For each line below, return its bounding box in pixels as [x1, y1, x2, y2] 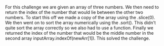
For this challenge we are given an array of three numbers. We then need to [5, 4, 159, 10]
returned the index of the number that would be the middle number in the [5, 30, 154, 36]
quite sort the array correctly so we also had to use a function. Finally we [5, 25, 154, 31]
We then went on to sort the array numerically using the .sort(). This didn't [5, 20, 156, 25]
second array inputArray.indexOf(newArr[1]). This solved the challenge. [5, 35, 150, 41]
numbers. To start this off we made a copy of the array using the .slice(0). [5, 15, 156, 20]
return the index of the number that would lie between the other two [5, 9, 143, 15]
